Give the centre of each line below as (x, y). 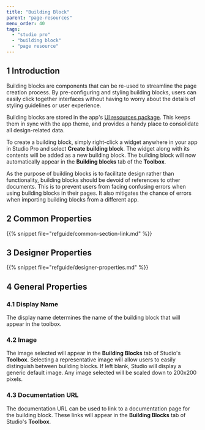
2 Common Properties (49, 219)
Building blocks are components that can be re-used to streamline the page (102, 86)
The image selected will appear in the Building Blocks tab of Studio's (94, 353)
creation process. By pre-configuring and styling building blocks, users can (102, 92)
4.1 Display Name (32, 304)
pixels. (15, 379)
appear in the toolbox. (34, 324)
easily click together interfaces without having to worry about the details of (101, 99)
